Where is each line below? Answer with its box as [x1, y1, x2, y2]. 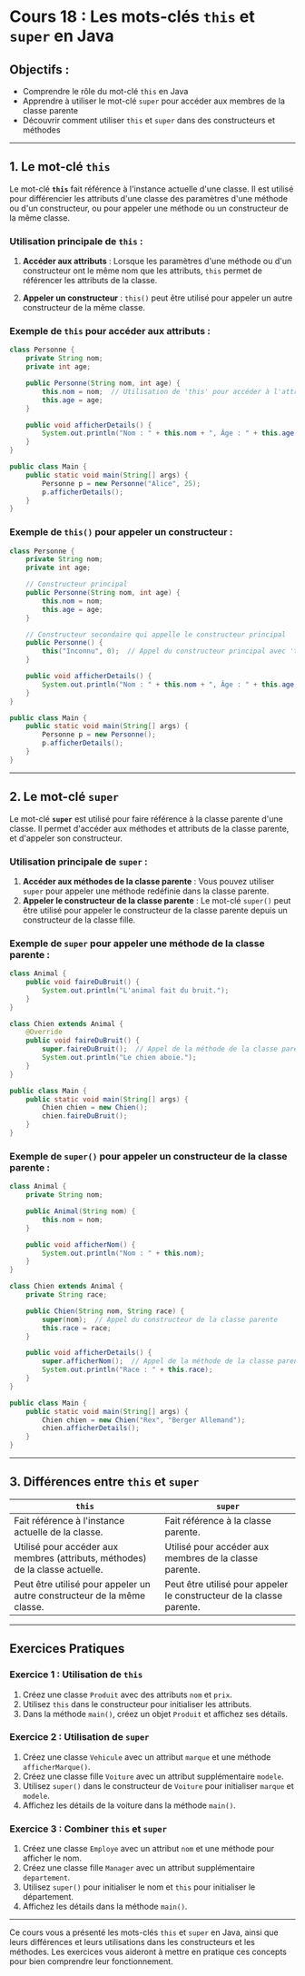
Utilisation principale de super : [9, 855, 148, 868]
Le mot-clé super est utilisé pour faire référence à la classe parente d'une [9, 813, 283, 824]
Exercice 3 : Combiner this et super [9, 1823, 168, 1835]
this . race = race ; [42, 1323, 112, 1332]
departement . [22, 1872, 71, 1883]
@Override [25, 1028, 64, 1037]
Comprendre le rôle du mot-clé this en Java [22, 86, 189, 96]
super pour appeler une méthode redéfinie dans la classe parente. [22, 885, 270, 896]
